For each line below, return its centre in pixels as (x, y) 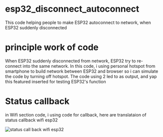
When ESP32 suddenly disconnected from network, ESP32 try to (70, 61)
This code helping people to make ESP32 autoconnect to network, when (78, 22)
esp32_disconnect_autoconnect (72, 9)
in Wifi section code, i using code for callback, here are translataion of (76, 115)
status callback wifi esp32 (31, 120)
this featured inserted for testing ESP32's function (56, 81)
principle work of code (52, 48)
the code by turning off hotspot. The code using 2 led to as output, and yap (81, 76)
